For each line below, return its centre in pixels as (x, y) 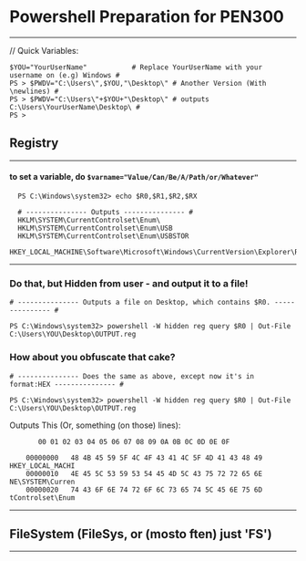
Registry (34, 143)
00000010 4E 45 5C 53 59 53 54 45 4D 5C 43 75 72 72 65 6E (144, 473)
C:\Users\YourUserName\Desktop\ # (75, 107)
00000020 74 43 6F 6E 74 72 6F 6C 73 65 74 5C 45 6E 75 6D (144, 490)
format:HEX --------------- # (67, 384)
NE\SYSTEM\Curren (42, 482)
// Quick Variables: (44, 50)
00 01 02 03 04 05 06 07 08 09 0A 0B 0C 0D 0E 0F (134, 442)
